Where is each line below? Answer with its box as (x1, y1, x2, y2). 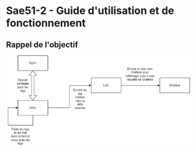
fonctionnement (6, 16, 86, 30)
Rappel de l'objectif (6, 40, 79, 50)
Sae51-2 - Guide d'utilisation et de (6, 4, 174, 17)
